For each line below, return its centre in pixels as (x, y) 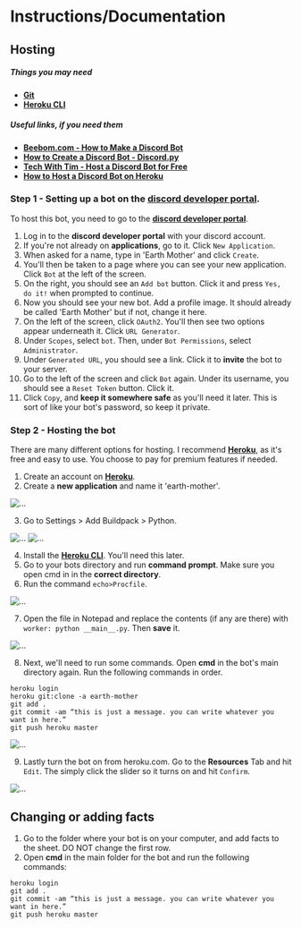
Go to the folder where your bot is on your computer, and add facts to (151, 838)
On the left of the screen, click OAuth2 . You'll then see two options (144, 321)
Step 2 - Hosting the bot (63, 430)
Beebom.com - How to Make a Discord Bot (103, 147)
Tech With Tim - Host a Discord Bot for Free (105, 166)
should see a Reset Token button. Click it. (99, 387)
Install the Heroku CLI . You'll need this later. (104, 556)
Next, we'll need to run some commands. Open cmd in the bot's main (151, 663)
